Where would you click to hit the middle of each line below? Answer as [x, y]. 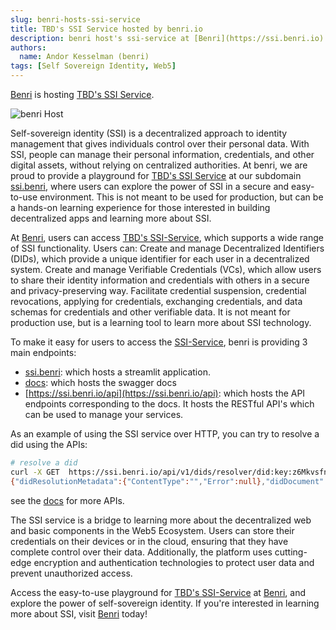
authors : [28, 47]
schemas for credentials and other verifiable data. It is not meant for [150, 312]
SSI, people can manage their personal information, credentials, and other [162, 154]
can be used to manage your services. [104, 414]
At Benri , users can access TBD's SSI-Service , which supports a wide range [167, 237]
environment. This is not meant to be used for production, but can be [181, 197]
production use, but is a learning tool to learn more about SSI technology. [161, 322]
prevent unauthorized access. [71, 573]
